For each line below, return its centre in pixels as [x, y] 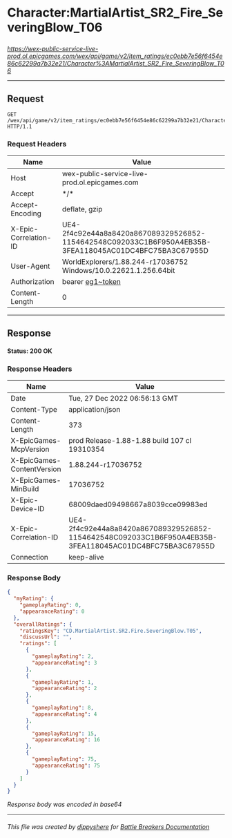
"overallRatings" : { [43, 624]
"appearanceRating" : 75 [66, 765]
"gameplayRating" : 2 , [63, 656]
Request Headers [37, 144]
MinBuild [25, 488]
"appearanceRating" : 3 [65, 663]
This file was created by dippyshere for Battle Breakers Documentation [108, 826]
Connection [29, 557]
